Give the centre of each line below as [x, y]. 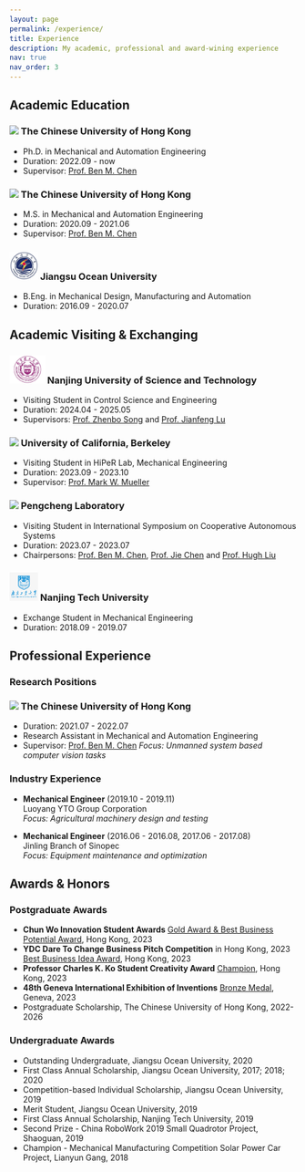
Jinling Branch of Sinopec [71, 845]
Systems [39, 535]
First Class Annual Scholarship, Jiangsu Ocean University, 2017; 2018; [153, 1070]
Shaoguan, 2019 [53, 1138]
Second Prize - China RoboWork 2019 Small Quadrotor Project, [140, 1128]
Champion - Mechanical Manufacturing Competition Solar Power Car [152, 1147]
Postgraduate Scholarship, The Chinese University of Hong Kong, [145, 1007]
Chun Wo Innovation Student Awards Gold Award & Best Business [148, 929]
